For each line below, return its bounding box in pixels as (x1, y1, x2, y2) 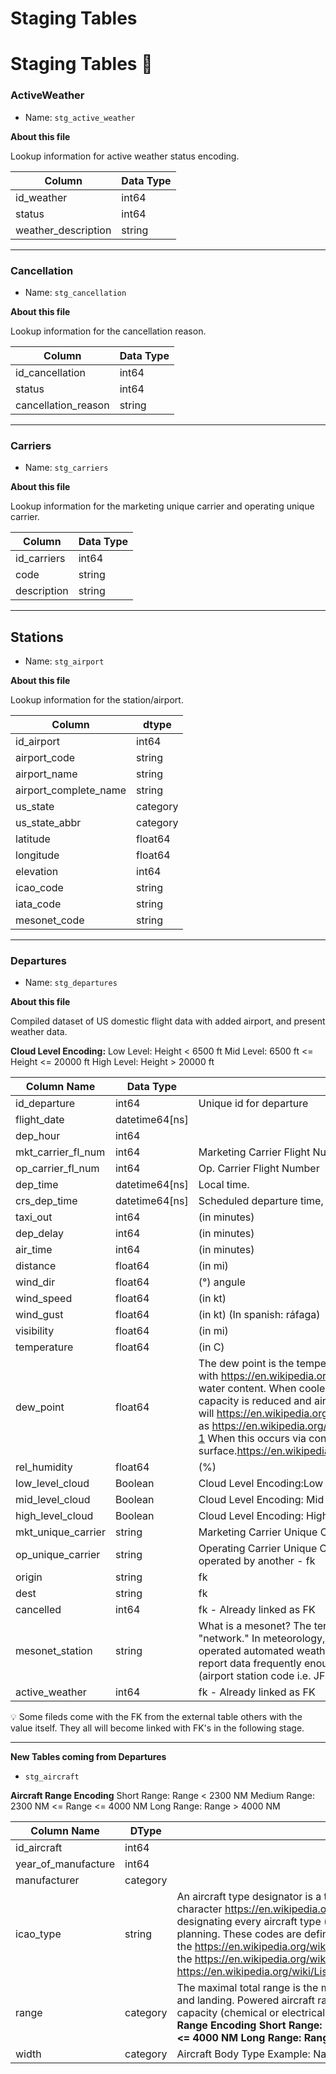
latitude (15, 832, 51, 846)
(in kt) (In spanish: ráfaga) (198, 1308, 321, 1322)
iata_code (15, 897, 62, 911)
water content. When (198, 1382, 297, 1396)
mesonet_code (15, 913, 85, 927)
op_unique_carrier (15, 1548, 101, 1562)
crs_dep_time (15, 1194, 78, 1208)
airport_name (15, 767, 78, 781)
